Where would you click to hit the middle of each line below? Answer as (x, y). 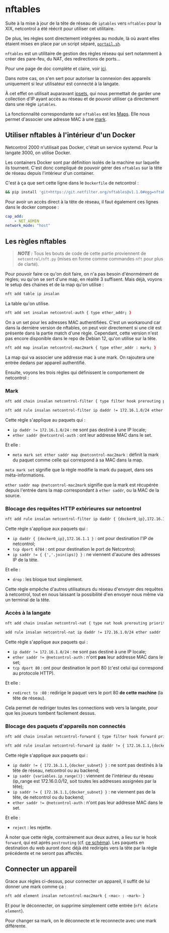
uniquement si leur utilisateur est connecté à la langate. (62, 84)
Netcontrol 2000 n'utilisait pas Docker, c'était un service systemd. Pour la (81, 147)
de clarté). (28, 264)
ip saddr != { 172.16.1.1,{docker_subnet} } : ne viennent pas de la (84, 792)
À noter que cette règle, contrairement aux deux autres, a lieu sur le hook (81, 837)
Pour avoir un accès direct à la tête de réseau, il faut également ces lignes (82, 202)
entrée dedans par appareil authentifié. (46, 362)
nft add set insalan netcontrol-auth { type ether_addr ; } (68, 313)
